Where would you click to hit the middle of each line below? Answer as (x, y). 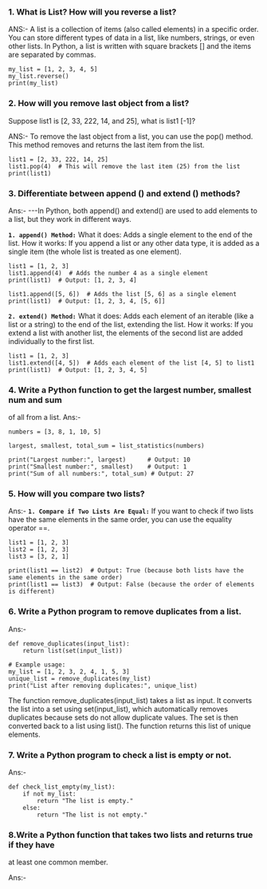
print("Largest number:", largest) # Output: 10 (100, 460)
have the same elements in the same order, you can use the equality (120, 520)
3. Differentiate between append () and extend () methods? (124, 193)
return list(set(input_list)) (73, 650)
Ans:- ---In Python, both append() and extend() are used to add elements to (133, 211)
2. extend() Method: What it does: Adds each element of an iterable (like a (131, 316)
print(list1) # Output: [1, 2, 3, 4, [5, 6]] (87, 301)
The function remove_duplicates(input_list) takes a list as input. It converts (130, 700)
